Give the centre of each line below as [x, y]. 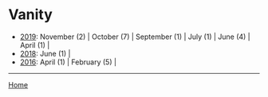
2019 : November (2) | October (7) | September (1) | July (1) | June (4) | [135, 37]
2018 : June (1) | [45, 53]
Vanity [31, 15]
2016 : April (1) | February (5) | [68, 62]
